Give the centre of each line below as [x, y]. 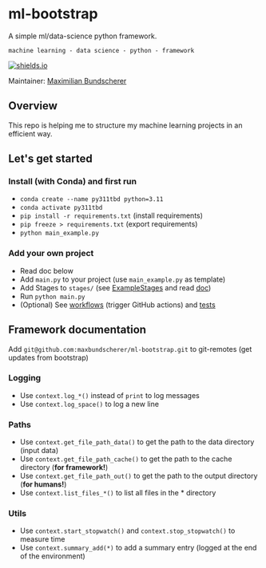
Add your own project [51, 254]
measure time [42, 539]
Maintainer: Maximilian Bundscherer [67, 81]
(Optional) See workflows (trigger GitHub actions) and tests [117, 305]
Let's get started [51, 159]
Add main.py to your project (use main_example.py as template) [123, 279]
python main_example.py [60, 233]
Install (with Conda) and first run [73, 182]
